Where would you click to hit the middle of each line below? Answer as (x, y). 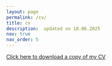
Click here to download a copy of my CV (56, 57)
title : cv (19, 23)
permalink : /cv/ (26, 17)
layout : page (22, 12)
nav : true (19, 34)
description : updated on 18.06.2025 (53, 28)
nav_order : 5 (22, 40)
